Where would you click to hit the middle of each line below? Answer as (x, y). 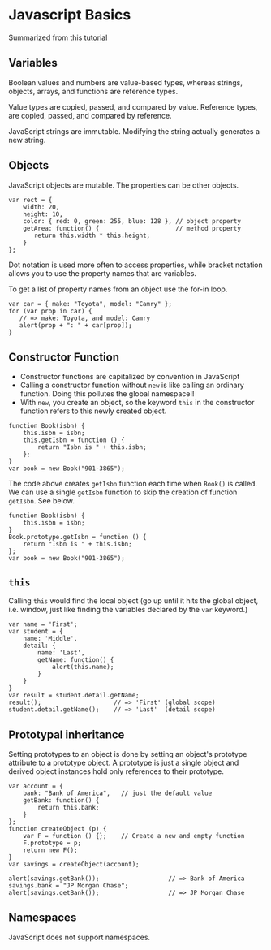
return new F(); (51, 850)
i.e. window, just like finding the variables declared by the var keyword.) (128, 610)
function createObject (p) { (58, 829)
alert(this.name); (83, 667)
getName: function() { (76, 660)
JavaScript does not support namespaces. (80, 937)
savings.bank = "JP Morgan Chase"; (69, 886)
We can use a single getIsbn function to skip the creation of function (123, 492)
